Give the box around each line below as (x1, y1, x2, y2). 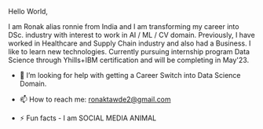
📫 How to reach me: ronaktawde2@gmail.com (19, 94, 171, 104)
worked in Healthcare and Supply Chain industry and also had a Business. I (8, 39, 251, 48)
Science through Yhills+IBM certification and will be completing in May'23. (8, 55, 250, 64)
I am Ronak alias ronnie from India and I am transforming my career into (8, 22, 239, 31)
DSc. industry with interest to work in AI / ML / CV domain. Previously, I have (8, 31, 255, 39)
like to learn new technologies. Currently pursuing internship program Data (8, 47, 250, 56)
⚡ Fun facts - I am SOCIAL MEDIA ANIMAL (19, 113, 157, 123)
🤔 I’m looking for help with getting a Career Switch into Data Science (19, 71, 241, 79)
